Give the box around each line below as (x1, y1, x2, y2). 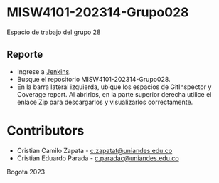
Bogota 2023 (6, 167, 46, 176)
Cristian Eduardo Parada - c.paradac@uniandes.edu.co (16, 154, 179, 162)
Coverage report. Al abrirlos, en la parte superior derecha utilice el (16, 90, 212, 98)
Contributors (6, 122, 85, 139)
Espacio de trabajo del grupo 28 (6, 28, 101, 36)
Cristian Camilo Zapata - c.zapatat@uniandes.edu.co (16, 146, 173, 155)
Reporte (6, 48, 43, 61)
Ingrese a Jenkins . (16, 67, 72, 75)
